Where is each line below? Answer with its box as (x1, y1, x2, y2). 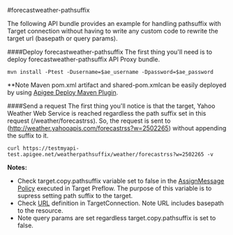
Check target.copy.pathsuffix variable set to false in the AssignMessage (17, 177, 225, 185)
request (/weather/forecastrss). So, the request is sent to (7, 116, 171, 125)
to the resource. (17, 206, 64, 215)
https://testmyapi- (22, 145, 80, 152)
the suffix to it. (7, 132, 49, 139)
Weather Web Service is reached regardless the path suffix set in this (7, 109, 206, 117)
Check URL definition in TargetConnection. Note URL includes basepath (17, 199, 225, 207)
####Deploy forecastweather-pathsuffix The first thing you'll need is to (7, 48, 213, 56)
